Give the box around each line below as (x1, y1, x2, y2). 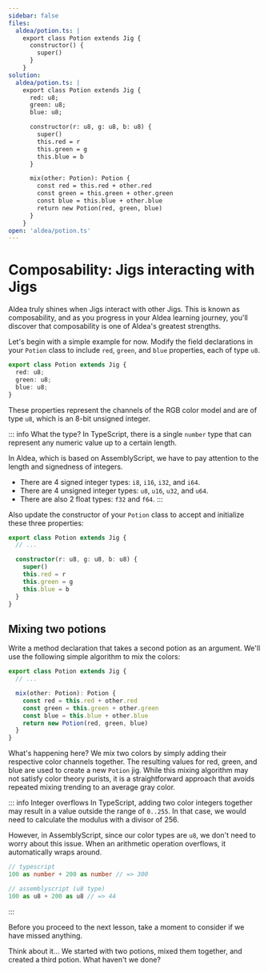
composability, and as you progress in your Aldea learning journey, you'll (8, 313, 248, 322)
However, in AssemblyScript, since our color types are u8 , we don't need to (8, 830, 256, 840)
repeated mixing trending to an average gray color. (8, 782, 176, 792)
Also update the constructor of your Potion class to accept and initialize (8, 510, 245, 519)
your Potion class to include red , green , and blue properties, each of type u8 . (8, 346, 260, 355)
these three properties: (8, 518, 84, 528)
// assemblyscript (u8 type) (8, 885, 106, 893)
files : (8, 19, 30, 27)
